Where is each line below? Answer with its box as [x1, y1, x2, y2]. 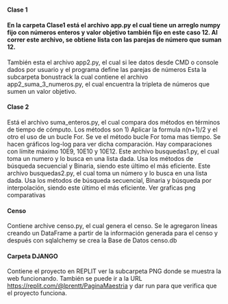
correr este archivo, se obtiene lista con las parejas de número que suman [7, 36, 222, 44]
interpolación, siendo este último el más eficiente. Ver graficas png [7, 183, 197, 192]
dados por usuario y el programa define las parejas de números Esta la [7, 65, 207, 73]
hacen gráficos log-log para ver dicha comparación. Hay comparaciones [7, 140, 212, 148]
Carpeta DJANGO [7, 252, 58, 260]
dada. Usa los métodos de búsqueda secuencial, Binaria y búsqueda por [7, 177, 212, 184]
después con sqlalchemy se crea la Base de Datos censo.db [7, 236, 177, 244]
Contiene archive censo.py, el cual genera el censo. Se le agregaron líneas [7, 222, 218, 230]
